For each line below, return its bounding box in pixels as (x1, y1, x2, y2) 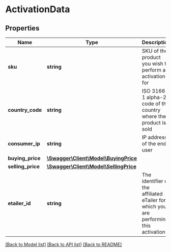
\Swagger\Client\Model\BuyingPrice (46, 155, 137, 162)
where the (141, 113, 166, 120)
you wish (141, 60, 164, 67)
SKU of (141, 47, 159, 54)
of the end (141, 140, 167, 147)
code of (141, 100, 161, 107)
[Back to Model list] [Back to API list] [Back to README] (5, 241, 122, 247)
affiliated (141, 191, 163, 197)
